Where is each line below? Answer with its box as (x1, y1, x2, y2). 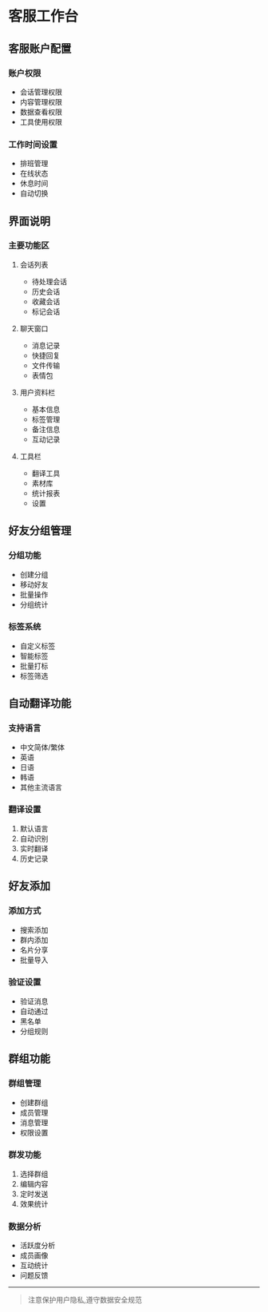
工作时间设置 (8, 139, 58, 150)
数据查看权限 (19, 107, 62, 117)
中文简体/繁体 (19, 742, 65, 751)
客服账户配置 (8, 42, 72, 55)
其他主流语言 (19, 782, 62, 791)
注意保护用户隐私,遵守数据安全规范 (27, 1295, 142, 1305)
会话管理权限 (19, 87, 62, 97)
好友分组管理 (8, 524, 72, 537)
